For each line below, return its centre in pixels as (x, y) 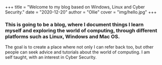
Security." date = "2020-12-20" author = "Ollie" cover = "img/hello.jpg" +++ (81, 12)
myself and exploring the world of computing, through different (81, 30)
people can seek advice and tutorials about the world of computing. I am (78, 52)
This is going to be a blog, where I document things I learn (74, 25)
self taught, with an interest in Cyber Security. (51, 57)
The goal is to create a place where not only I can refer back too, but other (79, 47)
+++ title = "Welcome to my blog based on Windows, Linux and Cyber (75, 7)
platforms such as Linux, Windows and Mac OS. (63, 37)
